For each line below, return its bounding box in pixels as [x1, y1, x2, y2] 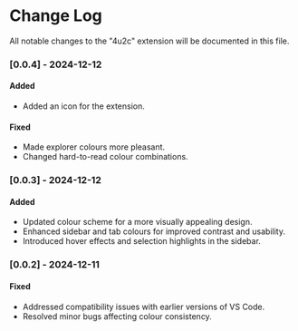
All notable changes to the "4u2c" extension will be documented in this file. [9, 35, 290, 46]
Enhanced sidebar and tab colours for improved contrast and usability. [22, 226, 285, 237]
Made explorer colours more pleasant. [22, 141, 166, 152]
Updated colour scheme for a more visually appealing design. [22, 217, 253, 228]
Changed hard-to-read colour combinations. [22, 151, 188, 162]
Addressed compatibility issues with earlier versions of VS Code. [22, 301, 265, 312]
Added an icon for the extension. [22, 101, 145, 112]
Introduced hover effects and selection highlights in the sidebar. [22, 236, 261, 247]
